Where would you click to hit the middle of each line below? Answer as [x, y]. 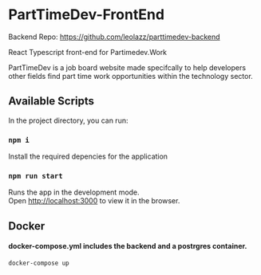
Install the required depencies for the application [88, 156]
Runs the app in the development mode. [74, 192]
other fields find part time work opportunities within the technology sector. [130, 76]
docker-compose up [39, 263]
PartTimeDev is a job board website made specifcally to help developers [127, 67]
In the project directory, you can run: [68, 120]
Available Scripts [51, 101]
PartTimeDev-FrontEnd [87, 15]
